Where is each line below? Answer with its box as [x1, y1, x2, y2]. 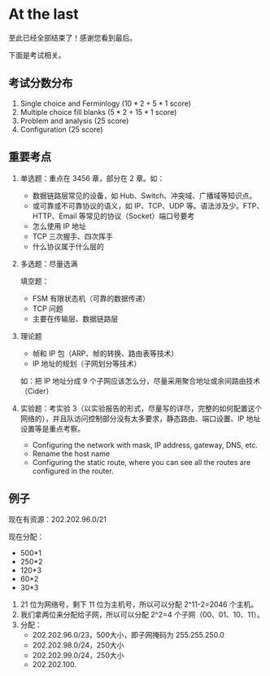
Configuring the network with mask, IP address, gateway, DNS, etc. [32, 440, 259, 450]
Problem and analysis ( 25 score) [20, 116, 129, 125]
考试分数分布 [8, 77, 73, 90]
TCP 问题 [32, 303, 63, 314]
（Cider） [20, 386, 54, 396]
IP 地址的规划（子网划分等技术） [32, 358, 142, 368]
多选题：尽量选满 [20, 258, 78, 269]
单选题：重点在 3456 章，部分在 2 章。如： [20, 173, 165, 183]
